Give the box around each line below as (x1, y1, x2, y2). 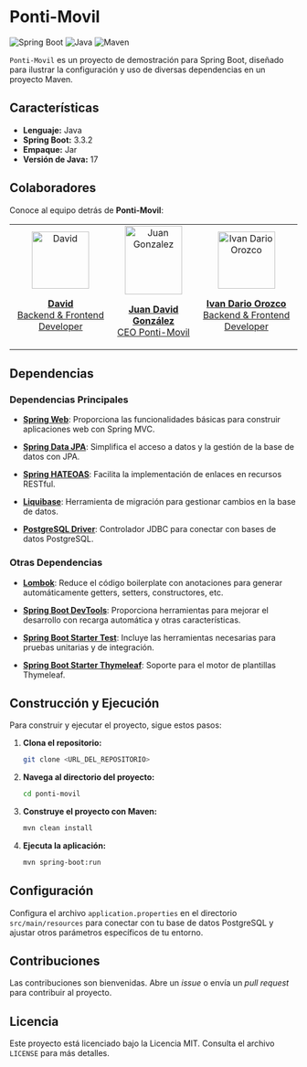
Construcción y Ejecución (9, 695, 160, 710)
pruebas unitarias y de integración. (22, 642, 154, 653)
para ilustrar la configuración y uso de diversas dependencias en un (9, 64, 266, 75)
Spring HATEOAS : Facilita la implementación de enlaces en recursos (22, 469, 282, 480)
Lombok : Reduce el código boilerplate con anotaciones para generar (22, 577, 283, 588)
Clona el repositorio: (22, 738, 102, 749)
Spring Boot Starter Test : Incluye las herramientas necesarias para (22, 632, 276, 643)
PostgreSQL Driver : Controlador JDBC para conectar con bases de (22, 524, 277, 535)
